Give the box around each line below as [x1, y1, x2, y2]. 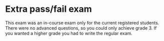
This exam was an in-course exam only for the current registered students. [5, 20, 159, 26]
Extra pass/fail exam [5, 3, 92, 15]
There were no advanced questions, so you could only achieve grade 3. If [5, 25, 157, 31]
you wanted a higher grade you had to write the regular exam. [5, 30, 132, 36]
